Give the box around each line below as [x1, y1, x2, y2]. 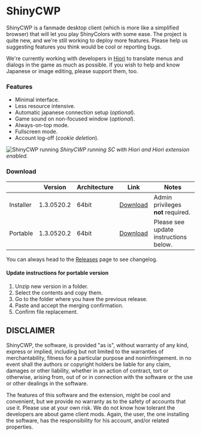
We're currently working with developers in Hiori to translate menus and [6, 55, 184, 62]
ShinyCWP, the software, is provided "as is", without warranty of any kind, [6, 341, 189, 348]
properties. [6, 423, 33, 430]
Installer [9, 200, 32, 209]
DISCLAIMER [6, 326, 55, 336]
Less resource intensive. [14, 103, 76, 110]
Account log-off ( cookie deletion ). [14, 134, 99, 142]
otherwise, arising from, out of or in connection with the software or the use [6, 373, 193, 380]
